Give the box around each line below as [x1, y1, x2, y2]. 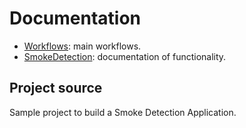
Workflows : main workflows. [23, 40, 142, 52]
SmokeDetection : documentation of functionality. [23, 50, 227, 62]
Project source [9, 80, 103, 97]
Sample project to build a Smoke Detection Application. [9, 106, 237, 118]
